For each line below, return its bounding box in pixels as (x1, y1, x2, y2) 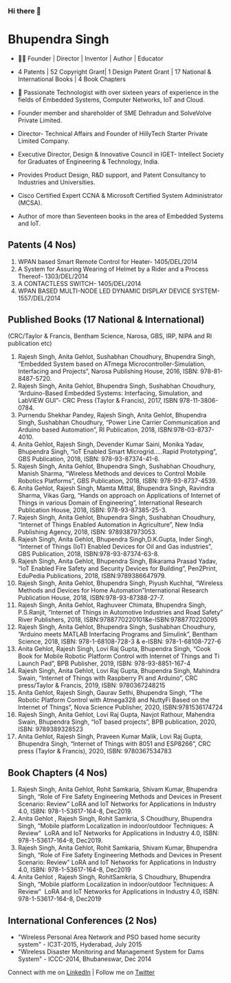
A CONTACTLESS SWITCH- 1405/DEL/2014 (17, 279, 142, 287)
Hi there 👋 (8, 6, 42, 16)
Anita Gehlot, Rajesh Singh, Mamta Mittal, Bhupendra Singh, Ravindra (17, 484, 214, 492)
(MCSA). (17, 199, 43, 207)
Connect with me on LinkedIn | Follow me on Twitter (8, 969, 155, 977)
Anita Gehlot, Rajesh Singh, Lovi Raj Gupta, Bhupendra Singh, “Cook (17, 645, 212, 653)
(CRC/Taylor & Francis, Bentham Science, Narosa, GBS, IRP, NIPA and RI (8, 332, 212, 340)
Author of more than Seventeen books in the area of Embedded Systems (17, 212, 224, 220)
